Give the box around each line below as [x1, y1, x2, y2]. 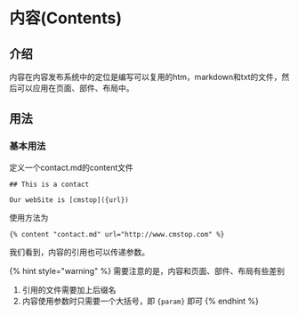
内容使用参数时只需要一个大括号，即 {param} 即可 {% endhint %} [21, 295, 260, 306]
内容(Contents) [9, 8, 123, 28]
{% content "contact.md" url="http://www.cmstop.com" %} [9, 230, 225, 238]
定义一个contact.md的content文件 [9, 162, 133, 173]
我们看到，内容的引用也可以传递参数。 [9, 246, 149, 257]
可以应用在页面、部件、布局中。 [16, 83, 134, 93]
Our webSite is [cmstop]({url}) [9, 195, 129, 205]
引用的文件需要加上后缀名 [21, 284, 117, 295]
